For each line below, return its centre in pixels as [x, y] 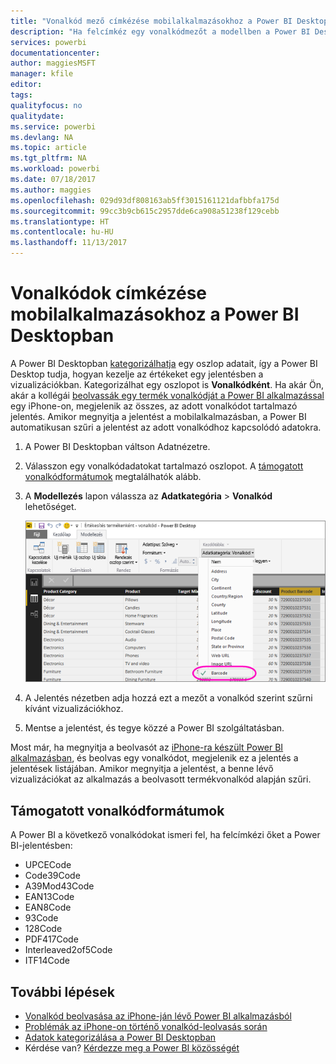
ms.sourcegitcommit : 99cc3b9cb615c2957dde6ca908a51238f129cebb [145, 211]
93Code [41, 918]
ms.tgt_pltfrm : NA [48, 158]
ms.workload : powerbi [55, 169]
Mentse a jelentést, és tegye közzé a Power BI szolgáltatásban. [154, 728]
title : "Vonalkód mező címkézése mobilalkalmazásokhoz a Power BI [151, 21]
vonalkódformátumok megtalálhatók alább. [113, 476]
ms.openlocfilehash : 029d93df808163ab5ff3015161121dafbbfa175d [145, 200]
